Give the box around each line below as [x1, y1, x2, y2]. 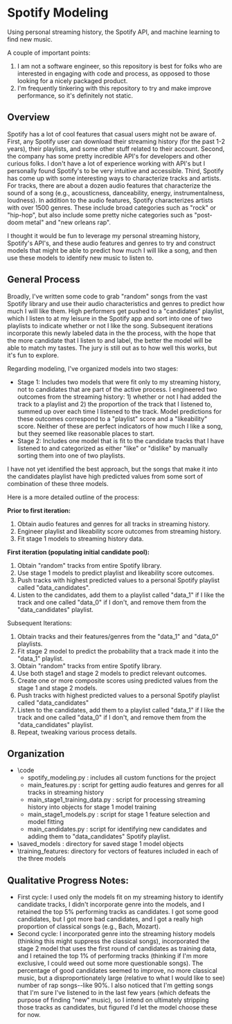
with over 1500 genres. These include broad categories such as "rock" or [7, 203, 217, 212]
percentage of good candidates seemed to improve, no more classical [17, 967, 217, 975]
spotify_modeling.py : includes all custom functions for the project [27, 773, 216, 782]
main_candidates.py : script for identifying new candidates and [27, 825, 207, 834]
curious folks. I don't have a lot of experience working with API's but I [7, 159, 206, 168]
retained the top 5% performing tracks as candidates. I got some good [17, 908, 219, 916]
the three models [17, 854, 66, 863]
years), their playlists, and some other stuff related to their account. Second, [7, 144, 225, 153]
